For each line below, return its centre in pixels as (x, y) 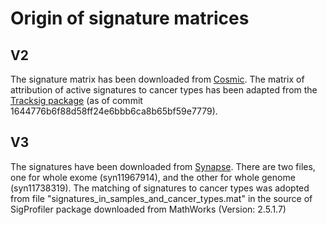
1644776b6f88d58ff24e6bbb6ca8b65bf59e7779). (114, 111)
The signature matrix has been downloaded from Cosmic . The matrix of (157, 79)
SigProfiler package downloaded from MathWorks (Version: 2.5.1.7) (148, 209)
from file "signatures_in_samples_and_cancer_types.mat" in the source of (161, 198)
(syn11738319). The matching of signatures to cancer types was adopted (160, 188)
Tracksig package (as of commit (76, 100)
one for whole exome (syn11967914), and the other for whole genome (153, 177)
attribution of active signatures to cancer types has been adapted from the (164, 90)
